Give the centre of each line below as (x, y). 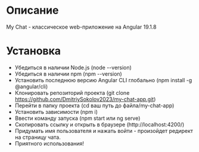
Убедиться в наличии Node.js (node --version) (73, 67)
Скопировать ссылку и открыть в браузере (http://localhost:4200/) (99, 124)
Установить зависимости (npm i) (56, 111)
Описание (32, 10)
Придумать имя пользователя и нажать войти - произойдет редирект (104, 131)
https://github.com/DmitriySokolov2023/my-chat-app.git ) (85, 99)
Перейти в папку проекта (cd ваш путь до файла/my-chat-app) (94, 106)
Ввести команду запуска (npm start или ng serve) (77, 118)
